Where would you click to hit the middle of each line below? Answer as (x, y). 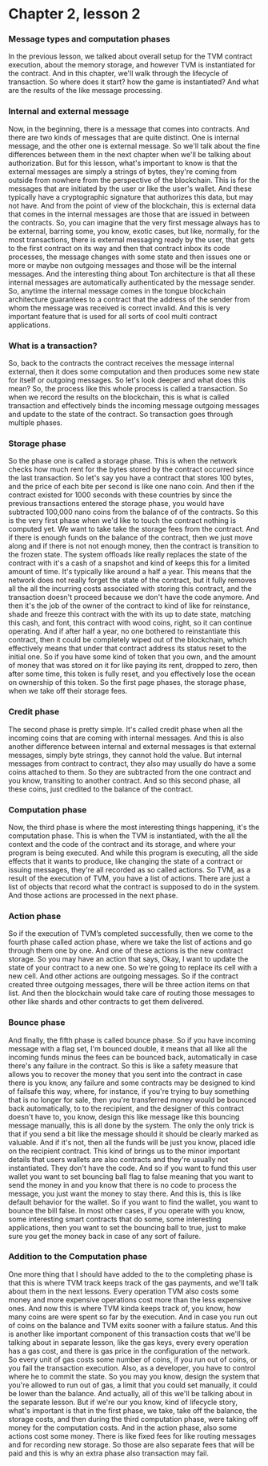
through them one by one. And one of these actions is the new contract (126, 950)
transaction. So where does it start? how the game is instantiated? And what (134, 82)
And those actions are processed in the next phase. (93, 895)
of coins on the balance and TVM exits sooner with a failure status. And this (133, 1325)
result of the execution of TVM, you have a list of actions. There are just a (129, 878)
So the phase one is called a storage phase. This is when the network (123, 461)
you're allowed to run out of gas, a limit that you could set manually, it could (133, 1385)
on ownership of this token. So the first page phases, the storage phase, (127, 682)
